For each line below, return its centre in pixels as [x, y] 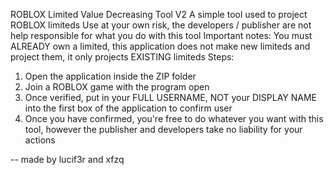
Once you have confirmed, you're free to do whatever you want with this [174, 118]
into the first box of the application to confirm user [128, 108]
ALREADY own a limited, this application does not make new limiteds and [160, 46]
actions [40, 140]
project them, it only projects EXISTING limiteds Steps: [122, 57]
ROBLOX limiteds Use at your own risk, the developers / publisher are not [161, 25]
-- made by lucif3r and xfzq [67, 159]
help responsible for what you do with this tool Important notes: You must [161, 35]
